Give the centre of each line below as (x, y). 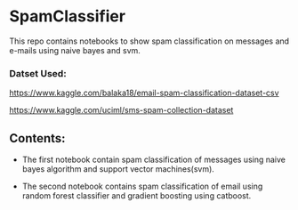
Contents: (37, 138)
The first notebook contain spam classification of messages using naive (154, 160)
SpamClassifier (68, 16)
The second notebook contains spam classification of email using (142, 186)
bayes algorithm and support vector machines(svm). (118, 169)
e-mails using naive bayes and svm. (75, 50)
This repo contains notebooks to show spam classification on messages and (149, 41)
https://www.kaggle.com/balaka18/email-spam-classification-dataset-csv (144, 93)
